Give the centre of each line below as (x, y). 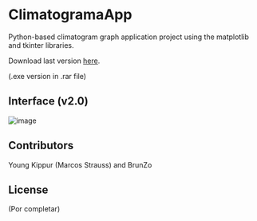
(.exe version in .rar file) (47, 76)
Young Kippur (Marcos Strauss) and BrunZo (80, 164)
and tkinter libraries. (41, 45)
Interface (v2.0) (49, 101)
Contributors (41, 146)
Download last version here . (54, 61)
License (28, 189)
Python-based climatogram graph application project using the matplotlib (129, 37)
